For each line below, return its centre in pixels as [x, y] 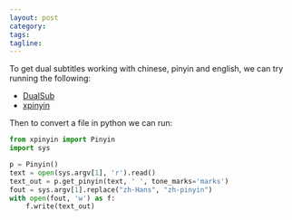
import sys [30, 148]
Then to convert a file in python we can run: [91, 123]
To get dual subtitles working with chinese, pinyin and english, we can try [146, 69]
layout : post [34, 18]
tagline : [26, 43]
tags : [19, 34]
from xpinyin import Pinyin [63, 140]
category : [28, 26]
